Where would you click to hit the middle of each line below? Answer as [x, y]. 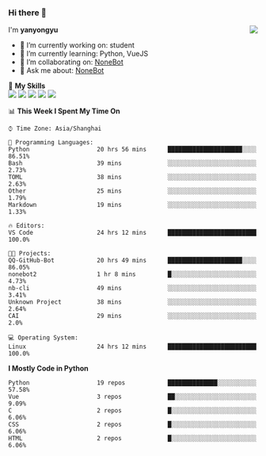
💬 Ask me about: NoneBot [62, 71]
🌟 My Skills [27, 86]
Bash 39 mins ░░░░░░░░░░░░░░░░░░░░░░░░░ [133, 163]
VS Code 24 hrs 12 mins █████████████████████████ [133, 233]
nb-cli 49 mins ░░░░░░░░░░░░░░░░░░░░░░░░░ [133, 289]
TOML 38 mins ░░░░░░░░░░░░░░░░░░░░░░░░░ [133, 178]
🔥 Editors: [27, 226]
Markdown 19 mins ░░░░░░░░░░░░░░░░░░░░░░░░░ [133, 205]
